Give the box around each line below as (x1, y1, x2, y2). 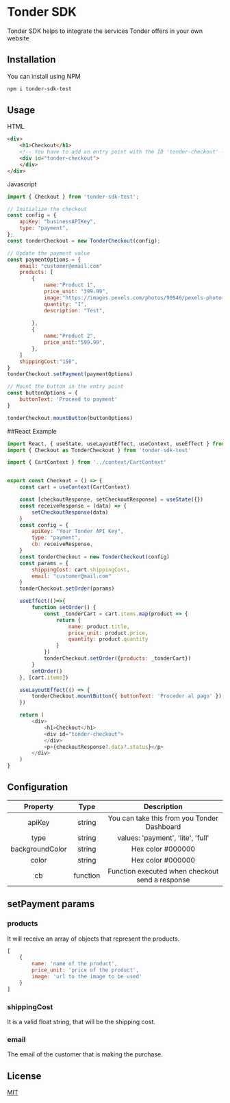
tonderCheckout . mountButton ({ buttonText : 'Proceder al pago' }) (31, 693, 222, 699)
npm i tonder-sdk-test (7, 85, 72, 92)
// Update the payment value (7, 249, 90, 257)
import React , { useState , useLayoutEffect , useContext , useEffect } (7, 440, 210, 447)
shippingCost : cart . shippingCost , (31, 566, 130, 573)
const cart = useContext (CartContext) (19, 484, 130, 491)
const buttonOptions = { (7, 390, 78, 397)
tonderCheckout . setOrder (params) (19, 585, 115, 593)
